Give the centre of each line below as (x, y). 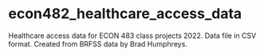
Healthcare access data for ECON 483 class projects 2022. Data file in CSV (132, 35)
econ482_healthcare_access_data (125, 14)
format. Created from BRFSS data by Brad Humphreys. (98, 43)
